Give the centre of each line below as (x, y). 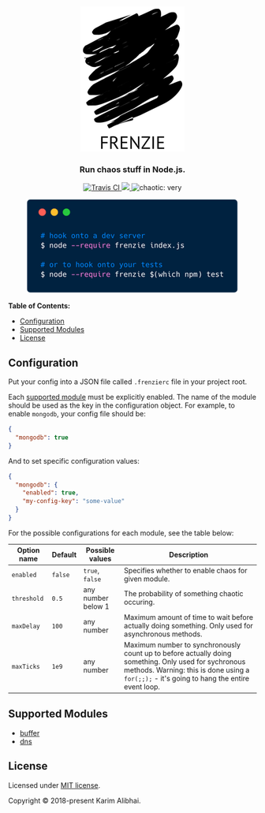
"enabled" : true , (51, 493)
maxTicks (26, 666)
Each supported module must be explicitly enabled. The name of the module (132, 397)
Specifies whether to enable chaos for (185, 570)
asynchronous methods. (163, 634)
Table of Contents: (39, 306)
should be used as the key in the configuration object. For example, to (121, 405)
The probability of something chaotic (183, 594)
